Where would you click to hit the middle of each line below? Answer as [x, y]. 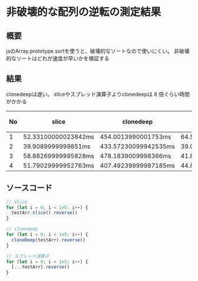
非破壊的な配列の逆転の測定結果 [84, 12]
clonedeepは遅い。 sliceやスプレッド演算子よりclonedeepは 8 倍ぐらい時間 [98, 94]
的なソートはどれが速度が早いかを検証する [58, 58]
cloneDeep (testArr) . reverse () [48, 240]
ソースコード [29, 188]
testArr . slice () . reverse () [44, 213]
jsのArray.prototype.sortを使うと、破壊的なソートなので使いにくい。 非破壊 [98, 51]
